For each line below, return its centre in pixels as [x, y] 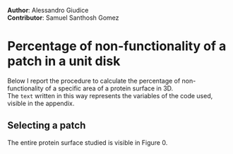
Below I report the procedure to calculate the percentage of [94, 81]
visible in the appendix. [41, 103]
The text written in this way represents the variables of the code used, [110, 95]
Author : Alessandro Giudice [48, 10]
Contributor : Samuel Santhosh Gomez [63, 18]
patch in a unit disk [64, 61]
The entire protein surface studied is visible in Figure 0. [88, 142]
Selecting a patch [47, 125]
